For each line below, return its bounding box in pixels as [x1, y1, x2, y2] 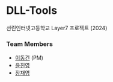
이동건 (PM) [14, 54, 44, 61]
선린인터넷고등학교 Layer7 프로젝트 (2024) [6, 24, 108, 31]
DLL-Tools [6, 4, 58, 17]
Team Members [6, 40, 53, 48]
